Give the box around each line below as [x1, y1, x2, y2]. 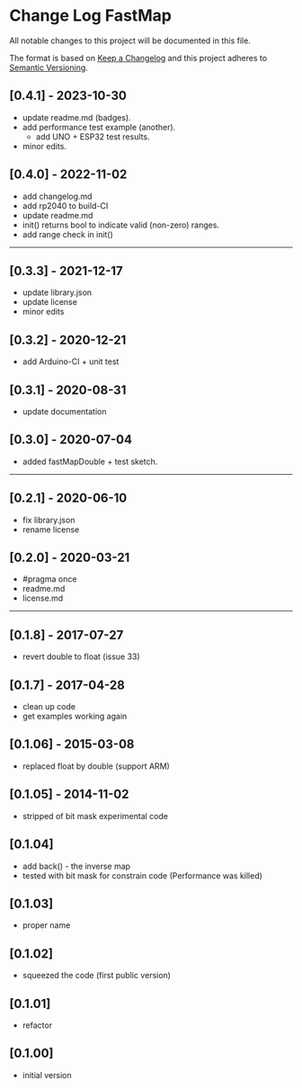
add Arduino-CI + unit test [22, 356, 120, 367]
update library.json [22, 287, 93, 298]
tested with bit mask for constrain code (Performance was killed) [22, 870, 263, 881]
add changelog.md [22, 191, 93, 201]
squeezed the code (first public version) [22, 970, 171, 981]
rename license [22, 523, 80, 535]
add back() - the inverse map [22, 861, 131, 871]
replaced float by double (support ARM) [22, 761, 171, 771]
